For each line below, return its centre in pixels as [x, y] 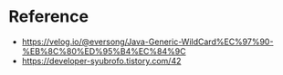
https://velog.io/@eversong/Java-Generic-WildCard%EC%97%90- [147, 42]
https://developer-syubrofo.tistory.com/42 [101, 61]
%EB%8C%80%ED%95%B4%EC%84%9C [104, 51]
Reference [48, 17]
